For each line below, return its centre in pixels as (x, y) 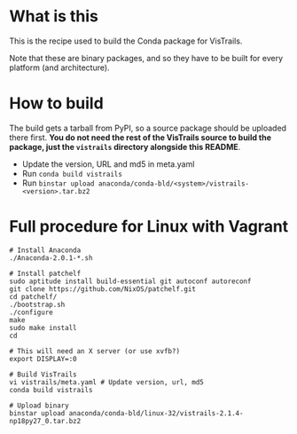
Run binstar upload (58, 183)
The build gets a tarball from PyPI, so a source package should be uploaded (148, 128)
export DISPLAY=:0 (43, 359)
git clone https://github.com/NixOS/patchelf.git (103, 289)
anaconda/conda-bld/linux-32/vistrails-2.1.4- (156, 413)
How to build (56, 103)
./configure (31, 312)
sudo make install (43, 327)
